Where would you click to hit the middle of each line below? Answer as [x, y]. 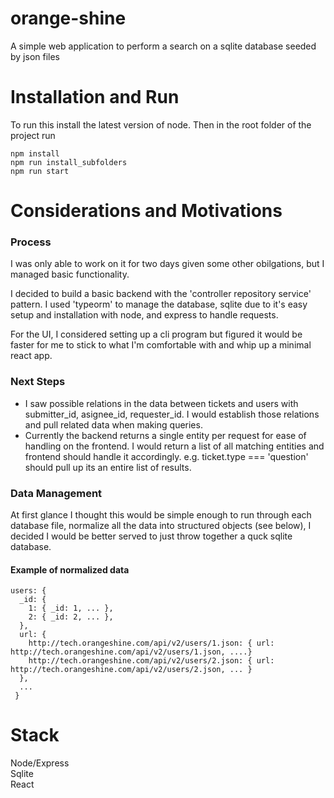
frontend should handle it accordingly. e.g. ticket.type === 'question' [166, 456]
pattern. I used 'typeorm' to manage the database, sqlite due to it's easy [159, 304]
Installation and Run [95, 97]
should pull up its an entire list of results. [108, 467]
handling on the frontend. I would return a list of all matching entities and [174, 446]
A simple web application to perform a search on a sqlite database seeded [163, 46]
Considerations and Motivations [146, 211]
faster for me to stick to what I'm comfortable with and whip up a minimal [161, 345]
